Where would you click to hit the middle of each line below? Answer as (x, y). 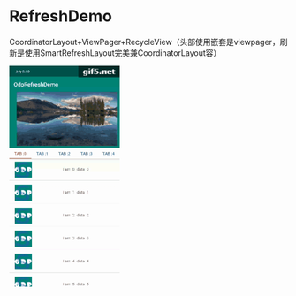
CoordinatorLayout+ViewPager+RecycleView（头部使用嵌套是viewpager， (144, 42)
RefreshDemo (61, 16)
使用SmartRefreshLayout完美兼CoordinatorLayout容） (123, 53)
